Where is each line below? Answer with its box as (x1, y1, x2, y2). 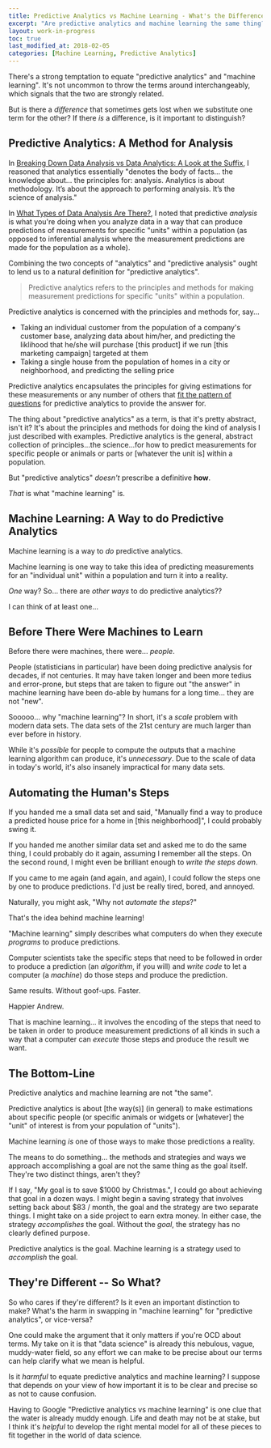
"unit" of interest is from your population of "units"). (8, 1121, 181, 1131)
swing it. (8, 825, 37, 834)
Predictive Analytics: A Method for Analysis (8, 137, 234, 151)
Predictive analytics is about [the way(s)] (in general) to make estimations (8, 1104, 253, 1114)
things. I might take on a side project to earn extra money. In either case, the (8, 1211, 262, 1221)
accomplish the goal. (8, 1252, 78, 1263)
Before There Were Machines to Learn (8, 625, 203, 639)
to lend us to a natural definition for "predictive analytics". (8, 266, 200, 276)
